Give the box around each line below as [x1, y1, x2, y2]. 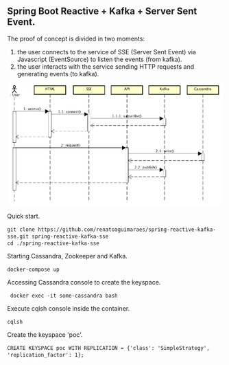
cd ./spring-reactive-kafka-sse [7, 240, 99, 247]
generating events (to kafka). [16, 69, 99, 78]
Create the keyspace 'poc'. [7, 331, 84, 339]
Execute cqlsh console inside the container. [7, 305, 130, 313]
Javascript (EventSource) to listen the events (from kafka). [16, 55, 182, 63]
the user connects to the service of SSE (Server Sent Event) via [16, 47, 197, 56]
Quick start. [7, 212, 40, 221]
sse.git [7, 233, 29, 240]
